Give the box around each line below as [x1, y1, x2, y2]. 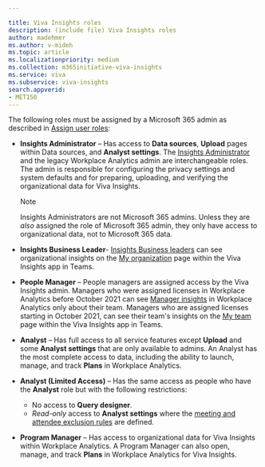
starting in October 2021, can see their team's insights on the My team [19, 311, 251, 321]
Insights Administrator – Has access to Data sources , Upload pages [19, 139, 247, 149]
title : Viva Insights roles [8, 18, 102, 26]
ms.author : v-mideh [8, 41, 73, 49]
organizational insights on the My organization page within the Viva [19, 253, 241, 263]
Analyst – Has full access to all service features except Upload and [19, 335, 242, 345]
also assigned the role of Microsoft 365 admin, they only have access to [19, 221, 258, 230]
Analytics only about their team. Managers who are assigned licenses [19, 303, 249, 313]
